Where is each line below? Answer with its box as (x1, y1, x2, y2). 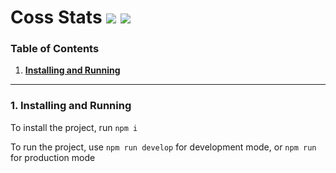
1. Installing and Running (10, 99, 132, 113)
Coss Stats (10, 6, 103, 29)
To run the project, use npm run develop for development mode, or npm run (10, 141, 317, 153)
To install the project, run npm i (10, 121, 138, 133)
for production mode (10, 151, 96, 163)
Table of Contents (10, 42, 100, 56)
